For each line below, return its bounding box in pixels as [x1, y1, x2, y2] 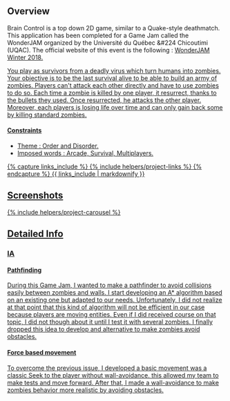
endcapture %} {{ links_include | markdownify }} [7, 170, 145, 178]
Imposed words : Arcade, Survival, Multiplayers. [17, 149, 154, 157]
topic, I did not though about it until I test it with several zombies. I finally [7, 317, 213, 326]
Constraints [7, 126, 42, 135]
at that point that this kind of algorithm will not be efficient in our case [7, 303, 205, 311]
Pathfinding [7, 266, 42, 274]
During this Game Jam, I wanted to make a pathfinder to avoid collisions [7, 281, 212, 289]
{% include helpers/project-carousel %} [7, 208, 121, 216]
